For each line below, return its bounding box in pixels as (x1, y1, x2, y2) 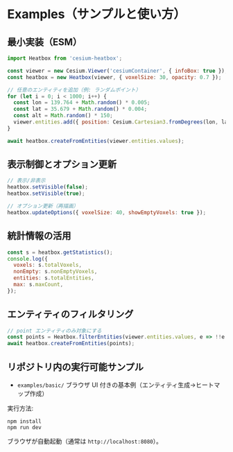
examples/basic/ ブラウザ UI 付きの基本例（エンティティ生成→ (17, 381, 196, 389)
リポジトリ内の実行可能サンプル (7, 361, 144, 373)
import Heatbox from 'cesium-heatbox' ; (7, 55, 123, 62)
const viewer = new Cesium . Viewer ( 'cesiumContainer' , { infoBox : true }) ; (7, 67, 228, 74)
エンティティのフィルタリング (7, 308, 134, 320)
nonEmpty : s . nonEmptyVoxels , (13, 268, 98, 275)
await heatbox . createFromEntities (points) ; (7, 340, 135, 347)
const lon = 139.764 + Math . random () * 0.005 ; (13, 99, 150, 106)
